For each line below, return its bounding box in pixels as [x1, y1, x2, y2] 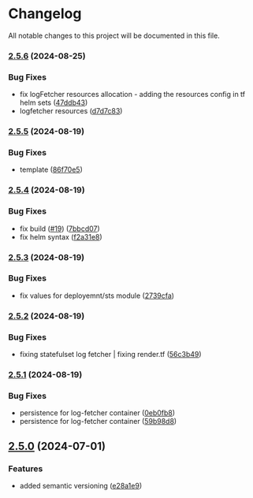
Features [8, 463, 43, 474]
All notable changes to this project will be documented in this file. [8, 31, 221, 40]
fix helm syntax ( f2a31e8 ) [19, 232, 102, 241]
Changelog [8, 5, 82, 23]
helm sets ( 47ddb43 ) [19, 98, 88, 107]
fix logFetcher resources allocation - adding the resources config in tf [19, 90, 246, 99]
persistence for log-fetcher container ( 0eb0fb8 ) [19, 408, 176, 418]
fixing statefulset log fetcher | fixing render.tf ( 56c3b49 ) [19, 350, 203, 359]
